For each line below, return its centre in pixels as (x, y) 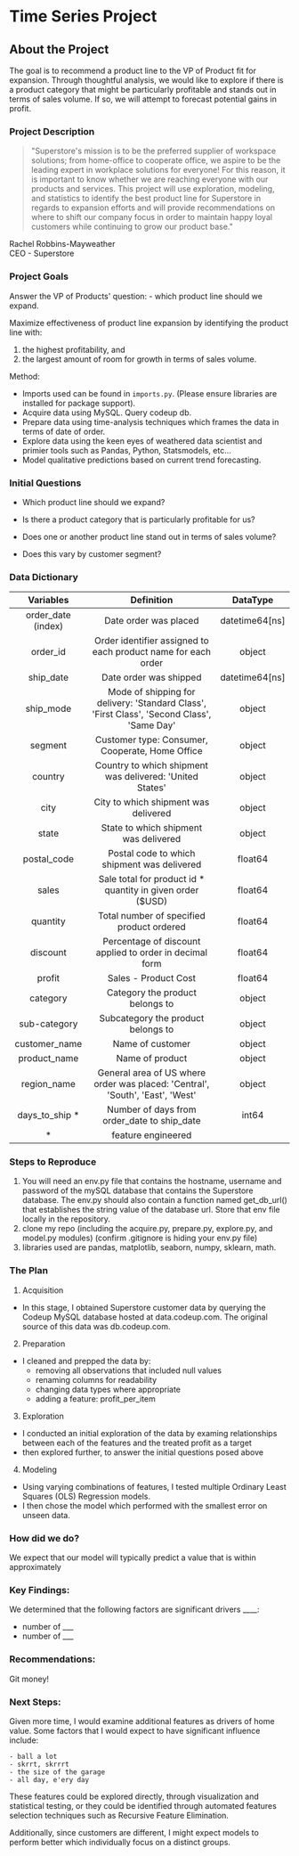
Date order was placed (151, 621)
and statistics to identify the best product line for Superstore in (145, 199)
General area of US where (152, 1073)
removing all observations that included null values (129, 1370)
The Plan (29, 1271)
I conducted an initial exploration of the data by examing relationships (149, 1433)
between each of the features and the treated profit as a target (137, 1443)
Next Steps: (35, 1702)
